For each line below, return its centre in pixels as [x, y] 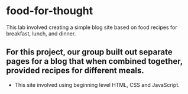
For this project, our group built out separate [89, 52]
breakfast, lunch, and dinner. [41, 33]
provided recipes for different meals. [75, 71]
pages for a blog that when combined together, [95, 61]
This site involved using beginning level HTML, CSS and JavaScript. [97, 85]
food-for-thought [50, 11]
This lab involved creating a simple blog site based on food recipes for [92, 27]
